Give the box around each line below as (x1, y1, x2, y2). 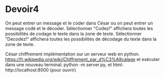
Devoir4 (5, 3, 39, 15)
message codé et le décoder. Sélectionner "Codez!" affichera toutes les (5, 25, 153, 31)
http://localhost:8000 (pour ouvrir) (5, 66, 76, 73)
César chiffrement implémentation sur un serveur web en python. (5, 51, 140, 57)
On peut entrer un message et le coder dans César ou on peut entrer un (5, 20, 153, 26)
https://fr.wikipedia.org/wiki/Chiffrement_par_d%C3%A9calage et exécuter (5, 56, 160, 62)
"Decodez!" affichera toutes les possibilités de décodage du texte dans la (5, 36, 156, 42)
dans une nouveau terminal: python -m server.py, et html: (5, 61, 123, 67)
